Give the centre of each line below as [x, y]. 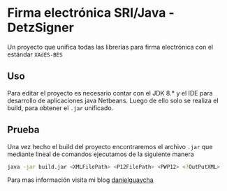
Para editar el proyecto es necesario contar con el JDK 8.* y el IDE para [110, 93]
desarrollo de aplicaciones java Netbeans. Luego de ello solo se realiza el [113, 100]
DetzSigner [41, 28]
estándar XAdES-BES [35, 54]
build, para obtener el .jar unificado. [60, 108]
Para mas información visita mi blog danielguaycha [80, 180]
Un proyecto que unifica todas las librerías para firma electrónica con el [110, 47]
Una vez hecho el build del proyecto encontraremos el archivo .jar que [110, 146]
